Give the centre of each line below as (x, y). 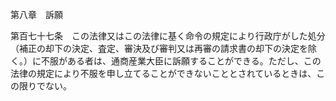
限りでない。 (45, 86)
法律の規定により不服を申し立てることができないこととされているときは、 (163, 73)
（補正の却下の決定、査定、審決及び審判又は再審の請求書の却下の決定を (159, 48)
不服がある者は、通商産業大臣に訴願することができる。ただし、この (181, 61)
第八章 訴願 (36, 14)
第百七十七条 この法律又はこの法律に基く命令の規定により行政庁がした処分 (168, 36)
